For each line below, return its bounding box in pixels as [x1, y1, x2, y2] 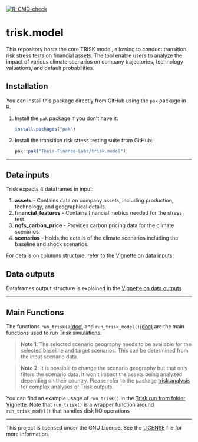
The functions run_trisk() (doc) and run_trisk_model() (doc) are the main [6, 323, 184, 330]
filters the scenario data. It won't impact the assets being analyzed [20, 371, 183, 378]
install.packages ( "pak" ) [14, 126, 76, 132]
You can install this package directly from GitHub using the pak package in [6, 97, 187, 104]
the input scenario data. [20, 353, 78, 360]
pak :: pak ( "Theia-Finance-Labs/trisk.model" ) [14, 148, 126, 154]
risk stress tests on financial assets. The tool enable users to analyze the [6, 52, 183, 59]
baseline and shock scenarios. [14, 241, 89, 248]
